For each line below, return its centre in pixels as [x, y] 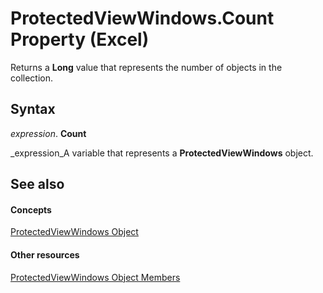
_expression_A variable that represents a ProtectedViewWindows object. [162, 153]
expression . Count [48, 133]
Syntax [33, 109]
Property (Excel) [80, 39]
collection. [32, 78]
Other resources [45, 254]
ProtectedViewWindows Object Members [95, 277]
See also [37, 184]
